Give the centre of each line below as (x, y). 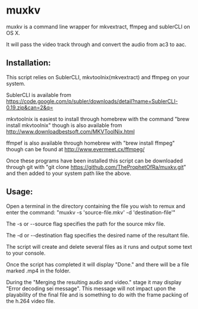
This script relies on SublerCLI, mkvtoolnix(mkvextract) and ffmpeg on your (98, 77)
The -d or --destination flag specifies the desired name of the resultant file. (98, 235)
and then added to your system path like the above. (69, 173)
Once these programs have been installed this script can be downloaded (95, 161)
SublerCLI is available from (39, 95)
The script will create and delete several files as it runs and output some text (99, 246)
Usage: (20, 192)
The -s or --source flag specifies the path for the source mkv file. (86, 224)
